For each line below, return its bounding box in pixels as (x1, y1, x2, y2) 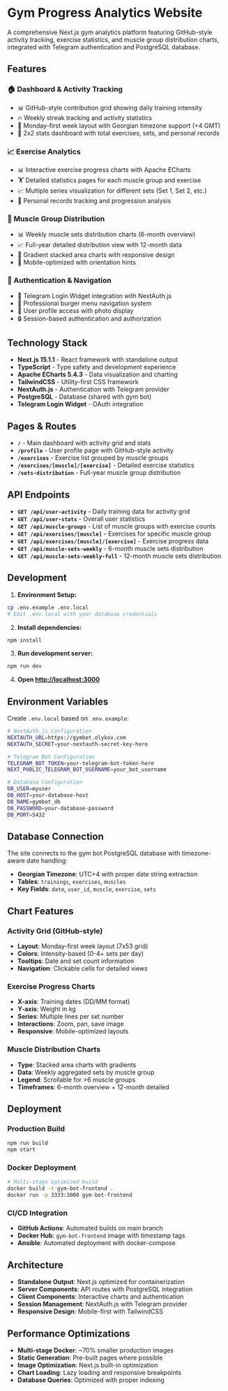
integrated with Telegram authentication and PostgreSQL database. (7, 43, 201, 51)
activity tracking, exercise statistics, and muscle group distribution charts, (7, 35, 220, 43)
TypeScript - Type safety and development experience (17, 363, 176, 371)
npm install (7, 637, 42, 644)
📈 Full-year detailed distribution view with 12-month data (17, 241, 183, 249)
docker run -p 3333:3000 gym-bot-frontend (7, 1192, 132, 1199)
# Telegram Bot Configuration (7, 753, 96, 760)
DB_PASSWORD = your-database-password (7, 804, 114, 811)
